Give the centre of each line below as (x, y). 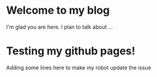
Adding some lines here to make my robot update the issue (78, 67)
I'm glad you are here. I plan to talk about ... (60, 27)
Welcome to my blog (58, 10)
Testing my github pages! (71, 51)
